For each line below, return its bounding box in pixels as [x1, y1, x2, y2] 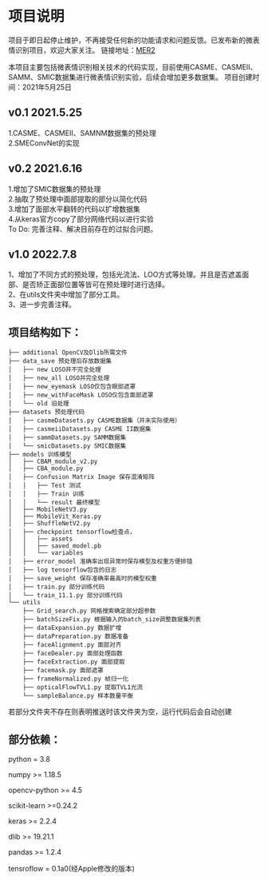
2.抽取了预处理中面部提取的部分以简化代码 [8, 193, 148, 204]
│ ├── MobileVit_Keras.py [8, 512, 102, 520]
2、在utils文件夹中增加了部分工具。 [8, 289, 124, 300]
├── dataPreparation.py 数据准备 [22, 632, 129, 640]
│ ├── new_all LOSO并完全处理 [8, 374, 110, 382]
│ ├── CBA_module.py [8, 464, 84, 472]
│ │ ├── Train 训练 [8, 490, 85, 498]
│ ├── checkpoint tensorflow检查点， [8, 528, 136, 536]
